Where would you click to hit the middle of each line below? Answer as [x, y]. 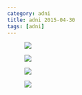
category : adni [29, 13]
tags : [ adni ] [26, 26]
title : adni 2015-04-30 [41, 20]
